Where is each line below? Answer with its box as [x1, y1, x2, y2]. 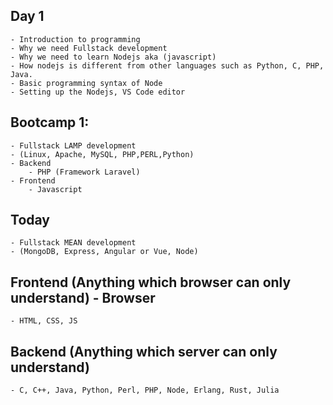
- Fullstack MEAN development [10, 238, 137, 248]
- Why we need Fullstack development [10, 43, 168, 53]
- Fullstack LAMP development [10, 140, 137, 151]
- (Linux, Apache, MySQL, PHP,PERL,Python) [10, 149, 195, 159]
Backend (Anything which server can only [10, 343, 278, 360]
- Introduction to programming [10, 34, 141, 44]
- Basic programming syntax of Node [10, 78, 163, 88]
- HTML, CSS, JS [10, 316, 78, 326]
